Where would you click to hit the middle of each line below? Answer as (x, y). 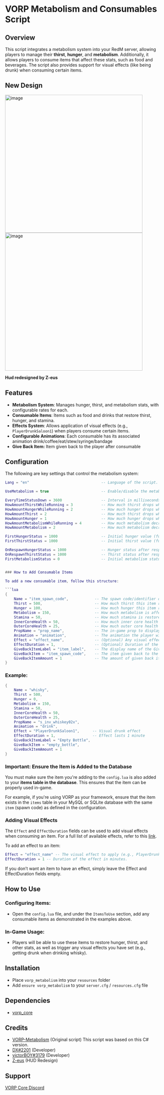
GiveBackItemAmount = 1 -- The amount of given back (84, 658)
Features (19, 393)
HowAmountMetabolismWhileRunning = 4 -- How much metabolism (77, 523)
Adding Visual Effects (31, 820)
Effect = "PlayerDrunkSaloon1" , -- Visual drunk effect (77, 731)
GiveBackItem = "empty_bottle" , (47, 745)
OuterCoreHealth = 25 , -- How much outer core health (86, 626)
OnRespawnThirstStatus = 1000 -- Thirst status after (77, 554)
